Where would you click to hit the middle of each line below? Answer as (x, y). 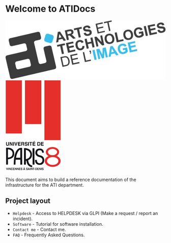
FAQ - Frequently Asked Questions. (49, 235)
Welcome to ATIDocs (50, 9)
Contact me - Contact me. (39, 229)
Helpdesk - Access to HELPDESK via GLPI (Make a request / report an (85, 213)
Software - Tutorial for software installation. (58, 224)
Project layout (28, 201)
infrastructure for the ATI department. (45, 185)
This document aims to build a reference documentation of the (71, 179)
